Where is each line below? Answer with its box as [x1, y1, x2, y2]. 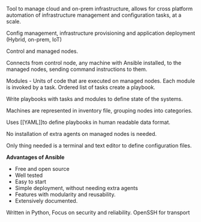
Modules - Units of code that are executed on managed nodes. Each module [6, 78, 195, 84]
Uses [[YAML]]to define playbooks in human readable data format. [6, 119, 171, 126]
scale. [6, 18, 21, 25]
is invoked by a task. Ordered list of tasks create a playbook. [6, 84, 156, 91]
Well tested [14, 171, 43, 179]
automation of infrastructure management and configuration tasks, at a [6, 11, 182, 19]
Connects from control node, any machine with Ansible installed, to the [6, 60, 182, 66]
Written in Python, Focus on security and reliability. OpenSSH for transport [6, 209, 190, 216]
